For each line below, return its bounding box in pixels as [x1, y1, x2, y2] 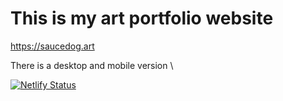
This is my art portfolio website [10, 7, 274, 30]
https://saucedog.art [10, 40, 95, 52]
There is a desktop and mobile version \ [10, 59, 174, 71]
